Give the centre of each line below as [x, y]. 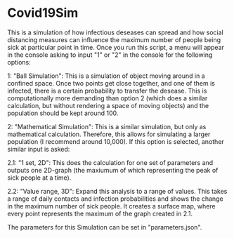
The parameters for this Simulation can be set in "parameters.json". [105, 227]
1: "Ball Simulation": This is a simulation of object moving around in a [106, 76]
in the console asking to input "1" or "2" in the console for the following [110, 55]
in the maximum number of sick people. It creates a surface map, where [111, 206]
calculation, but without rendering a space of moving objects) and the [108, 105]
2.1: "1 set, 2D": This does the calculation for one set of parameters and [110, 162]
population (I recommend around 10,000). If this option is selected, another [116, 141]
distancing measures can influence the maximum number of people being [114, 39]
